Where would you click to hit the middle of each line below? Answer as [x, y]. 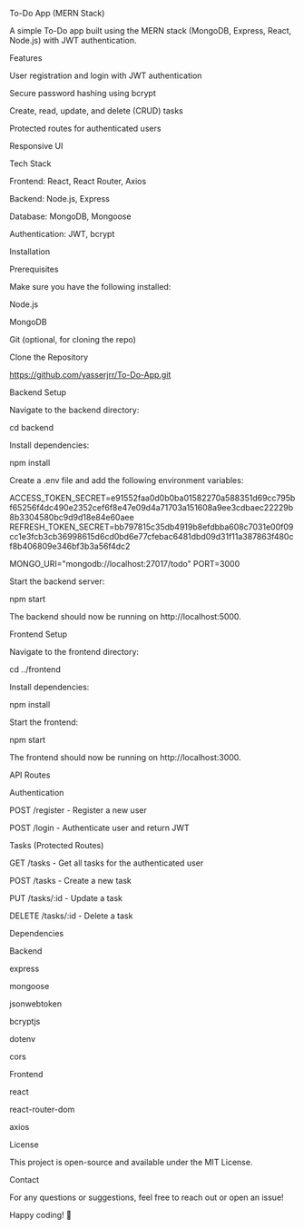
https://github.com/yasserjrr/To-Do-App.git [90, 375]
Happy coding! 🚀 [41, 1215]
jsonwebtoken [36, 1004]
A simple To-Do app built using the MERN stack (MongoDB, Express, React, [151, 30]
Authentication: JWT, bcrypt [62, 234]
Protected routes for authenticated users [85, 128]
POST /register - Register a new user [78, 810]
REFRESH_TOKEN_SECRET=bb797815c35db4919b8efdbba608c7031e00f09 [152, 527]
